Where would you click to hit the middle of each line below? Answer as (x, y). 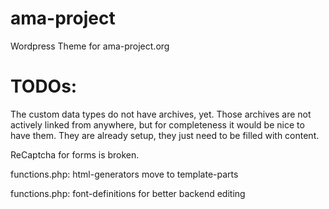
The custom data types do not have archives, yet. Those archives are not (161, 114)
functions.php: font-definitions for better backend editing (128, 193)
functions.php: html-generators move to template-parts (124, 174)
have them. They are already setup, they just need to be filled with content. (165, 135)
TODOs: (44, 86)
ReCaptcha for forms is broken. (75, 154)
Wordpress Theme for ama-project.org (90, 46)
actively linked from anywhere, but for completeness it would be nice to (157, 124)
